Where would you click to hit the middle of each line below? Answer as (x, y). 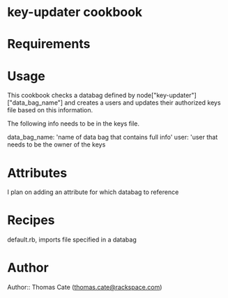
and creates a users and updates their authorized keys (143, 103)
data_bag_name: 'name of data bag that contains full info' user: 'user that (113, 137)
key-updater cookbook (75, 12)
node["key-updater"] (167, 96)
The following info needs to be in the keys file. (74, 124)
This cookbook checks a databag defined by (71, 96)
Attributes (37, 173)
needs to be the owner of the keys (56, 144)
